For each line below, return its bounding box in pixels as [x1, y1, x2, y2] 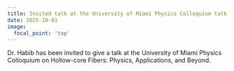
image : [7, 23, 27, 30]
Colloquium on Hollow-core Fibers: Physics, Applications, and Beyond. [7, 56, 212, 65]
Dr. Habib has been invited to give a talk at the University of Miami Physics [7, 49, 222, 57]
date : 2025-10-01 [7, 17, 58, 24]
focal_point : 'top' [13, 29, 71, 37]
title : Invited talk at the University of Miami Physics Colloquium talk [7, 10, 228, 17]
